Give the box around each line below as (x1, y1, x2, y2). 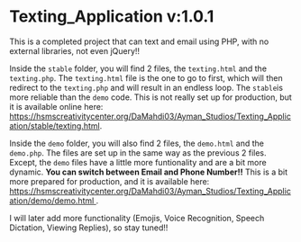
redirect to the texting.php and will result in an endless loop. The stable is (9, 82, 284, 93)
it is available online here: (9, 101, 104, 112)
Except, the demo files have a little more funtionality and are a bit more (9, 157, 268, 167)
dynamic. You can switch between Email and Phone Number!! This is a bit (9, 166, 288, 177)
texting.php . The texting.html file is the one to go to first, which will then (9, 72, 283, 83)
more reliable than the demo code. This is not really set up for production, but (9, 92, 293, 103)
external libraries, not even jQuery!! (9, 45, 141, 56)
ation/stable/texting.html (9, 120, 101, 131)
